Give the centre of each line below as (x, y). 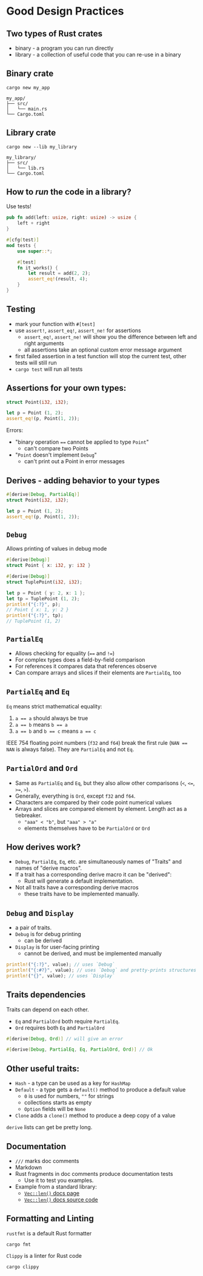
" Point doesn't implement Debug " (56, 455)
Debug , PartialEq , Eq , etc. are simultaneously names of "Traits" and (98, 862)
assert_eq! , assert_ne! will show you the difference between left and (110, 337)
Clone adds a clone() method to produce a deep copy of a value (95, 1116)
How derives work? (43, 847)
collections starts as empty (58, 1102)
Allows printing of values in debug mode (57, 549)
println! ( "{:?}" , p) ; (34, 604)
